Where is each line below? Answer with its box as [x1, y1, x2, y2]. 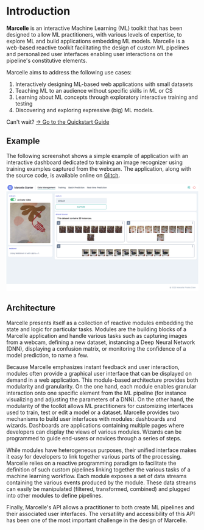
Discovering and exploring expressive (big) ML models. [15, 106, 154, 113]
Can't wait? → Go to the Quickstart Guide [6, 118, 110, 126]
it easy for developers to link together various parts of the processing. [6, 453, 182, 460]
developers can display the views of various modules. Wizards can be [6, 428, 182, 435]
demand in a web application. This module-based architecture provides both [6, 376, 199, 384]
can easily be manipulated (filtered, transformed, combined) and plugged [6, 485, 191, 492]
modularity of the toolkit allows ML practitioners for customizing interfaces [6, 402, 194, 409]
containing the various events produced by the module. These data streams [6, 479, 197, 486]
